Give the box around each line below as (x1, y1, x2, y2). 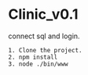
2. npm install (8, 53, 58, 61)
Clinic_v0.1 (8, 5, 79, 23)
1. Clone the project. (8, 46, 82, 54)
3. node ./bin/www (8, 60, 68, 68)
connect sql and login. (8, 31, 80, 41)
